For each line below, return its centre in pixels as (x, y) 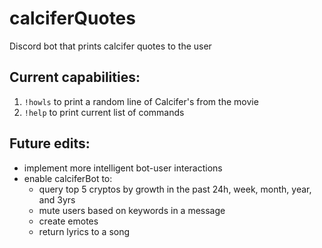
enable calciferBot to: (68, 178)
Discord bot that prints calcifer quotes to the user (110, 46)
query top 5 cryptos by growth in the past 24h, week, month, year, (175, 189)
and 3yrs (57, 199)
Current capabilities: (75, 77)
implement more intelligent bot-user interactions (123, 168)
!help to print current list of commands (104, 112)
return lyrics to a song (84, 231)
